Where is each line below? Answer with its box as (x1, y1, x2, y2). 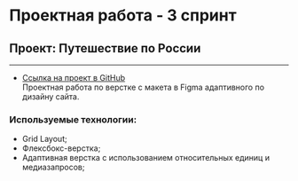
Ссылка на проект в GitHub (21, 73, 126, 83)
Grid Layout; (21, 134, 68, 145)
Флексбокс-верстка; (21, 143, 101, 153)
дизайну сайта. (21, 91, 80, 102)
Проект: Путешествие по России (9, 41, 201, 56)
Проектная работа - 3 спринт (9, 5, 237, 26)
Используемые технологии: (9, 113, 137, 125)
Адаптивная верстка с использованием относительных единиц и (21, 153, 271, 163)
